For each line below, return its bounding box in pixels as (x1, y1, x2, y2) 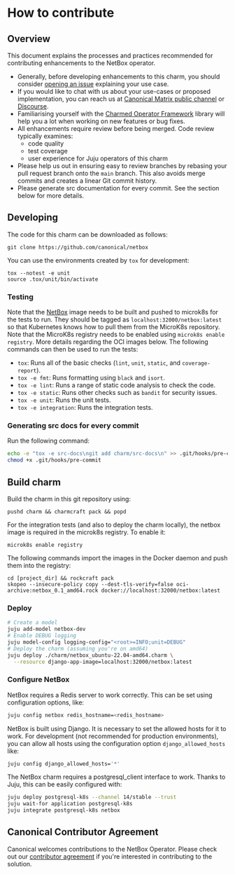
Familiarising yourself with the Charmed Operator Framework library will (17, 110, 225, 118)
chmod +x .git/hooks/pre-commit (7, 457, 101, 464)
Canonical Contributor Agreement (7, 826, 159, 838)
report (17, 368, 37, 375)
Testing (7, 292, 34, 302)
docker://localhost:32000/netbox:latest (101, 587, 220, 594)
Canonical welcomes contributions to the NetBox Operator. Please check (7, 845, 218, 853)
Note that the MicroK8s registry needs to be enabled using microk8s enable (7, 331, 225, 339)
